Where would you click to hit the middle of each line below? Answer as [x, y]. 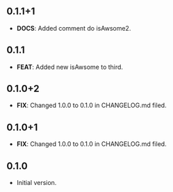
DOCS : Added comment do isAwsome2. [74, 28]
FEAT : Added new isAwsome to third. [69, 67]
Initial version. [36, 183]
